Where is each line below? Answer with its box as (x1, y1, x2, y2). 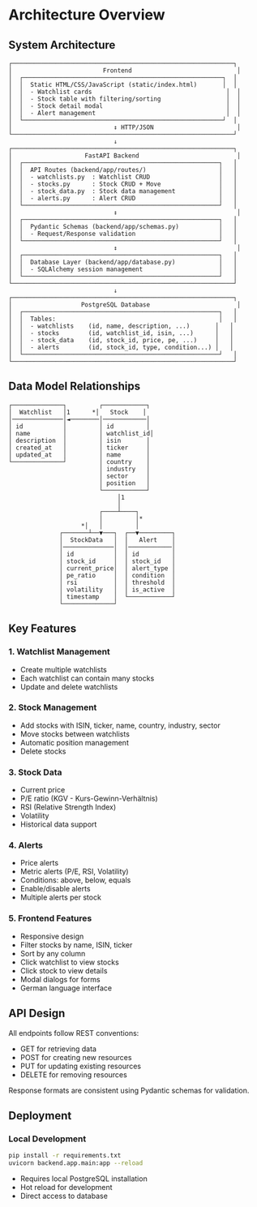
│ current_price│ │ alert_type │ (59, 564, 176, 573)
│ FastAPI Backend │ (8, 152, 242, 160)
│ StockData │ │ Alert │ (59, 535, 176, 544)
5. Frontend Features (8, 913, 92, 924)
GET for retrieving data (19, 1044, 97, 1054)
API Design (8, 1007, 66, 1020)
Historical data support (19, 819, 97, 829)
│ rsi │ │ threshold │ (59, 578, 176, 586)
